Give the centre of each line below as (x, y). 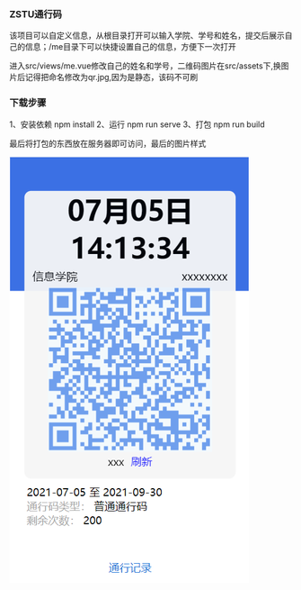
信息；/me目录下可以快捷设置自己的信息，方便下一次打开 (130, 47)
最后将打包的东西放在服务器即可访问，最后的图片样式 (108, 143)
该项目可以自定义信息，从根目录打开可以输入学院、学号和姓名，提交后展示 (147, 36)
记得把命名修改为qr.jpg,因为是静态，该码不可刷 (111, 77)
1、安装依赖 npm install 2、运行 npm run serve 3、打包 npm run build (137, 124)
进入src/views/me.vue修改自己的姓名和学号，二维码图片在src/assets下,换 (145, 66)
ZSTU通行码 (36, 14)
